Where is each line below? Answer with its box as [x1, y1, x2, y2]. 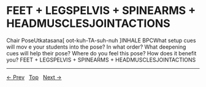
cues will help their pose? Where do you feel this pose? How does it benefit [6, 49, 197, 57]
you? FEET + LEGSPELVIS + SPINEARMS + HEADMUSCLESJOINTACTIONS [6, 56, 196, 63]
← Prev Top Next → [6, 74, 62, 81]
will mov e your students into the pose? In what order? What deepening [6, 43, 186, 50]
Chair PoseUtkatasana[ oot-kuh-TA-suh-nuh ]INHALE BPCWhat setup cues [6, 37, 196, 44]
